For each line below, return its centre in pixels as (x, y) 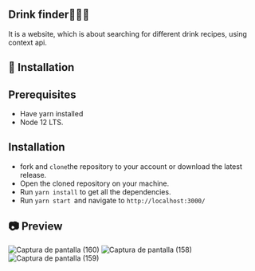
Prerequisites (42, 94)
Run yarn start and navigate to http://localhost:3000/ (112, 200)
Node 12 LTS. (41, 122)
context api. (28, 42)
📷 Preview (35, 227)
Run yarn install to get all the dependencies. (95, 191)
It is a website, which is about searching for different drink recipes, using (127, 33)
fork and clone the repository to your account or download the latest (131, 166)
